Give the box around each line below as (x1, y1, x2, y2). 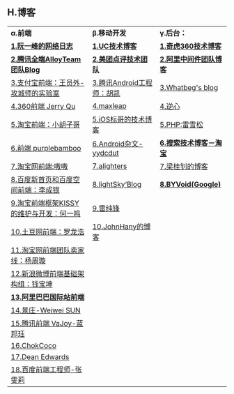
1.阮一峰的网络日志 (10, 41, 73, 51)
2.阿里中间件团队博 (159, 54, 222, 64)
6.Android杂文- (92, 139, 143, 149)
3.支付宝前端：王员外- (10, 77, 85, 87)
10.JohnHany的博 (92, 222, 151, 232)
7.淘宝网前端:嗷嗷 (10, 161, 68, 171)
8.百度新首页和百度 (10, 174, 73, 184)
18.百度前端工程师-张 (10, 365, 82, 374)
